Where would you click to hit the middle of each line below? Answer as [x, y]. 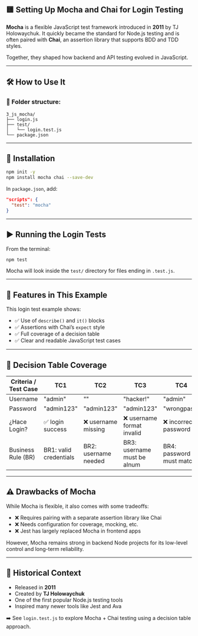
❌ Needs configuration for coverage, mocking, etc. [76, 524]
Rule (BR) [22, 457]
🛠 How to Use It [36, 82]
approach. [19, 626]
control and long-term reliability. [45, 549]
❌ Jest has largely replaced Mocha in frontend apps [78, 531]
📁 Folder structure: [34, 102]
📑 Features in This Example [57, 295]
